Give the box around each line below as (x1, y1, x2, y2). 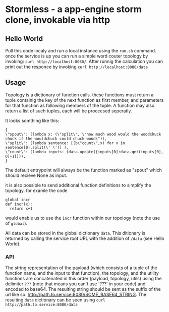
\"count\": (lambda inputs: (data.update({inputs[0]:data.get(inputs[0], (5, 149, 164, 154)
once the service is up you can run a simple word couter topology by (5, 53, 148, 59)
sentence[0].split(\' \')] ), (5, 145, 69, 150)
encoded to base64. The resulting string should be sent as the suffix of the (5, 286, 161, 292)
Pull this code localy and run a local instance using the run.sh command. (5, 48, 156, 53)
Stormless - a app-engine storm (5, 4, 142, 15)
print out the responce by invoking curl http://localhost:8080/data (5, 64, 148, 70)
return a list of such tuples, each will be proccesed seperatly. (5, 107, 132, 114)
